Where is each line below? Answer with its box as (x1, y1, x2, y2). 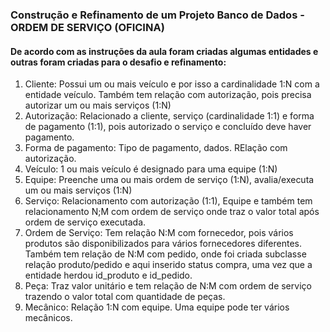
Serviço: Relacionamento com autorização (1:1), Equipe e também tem (24, 195, 313, 207)
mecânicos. (24, 312, 73, 324)
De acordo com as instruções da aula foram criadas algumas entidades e (10, 45, 319, 57)
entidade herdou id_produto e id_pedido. (24, 269, 193, 282)
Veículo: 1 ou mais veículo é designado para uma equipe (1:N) (24, 163, 278, 175)
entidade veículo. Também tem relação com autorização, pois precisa (24, 89, 312, 101)
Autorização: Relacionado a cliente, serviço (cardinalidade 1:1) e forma (24, 110, 315, 122)
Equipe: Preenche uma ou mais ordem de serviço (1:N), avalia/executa (24, 174, 315, 186)
